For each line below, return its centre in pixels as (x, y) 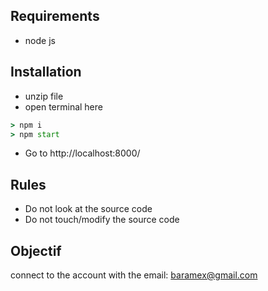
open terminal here (63, 106)
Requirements (55, 16)
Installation (46, 72)
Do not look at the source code (88, 209)
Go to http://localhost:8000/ (82, 153)
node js (40, 40)
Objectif (36, 250)
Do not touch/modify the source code (102, 220)
